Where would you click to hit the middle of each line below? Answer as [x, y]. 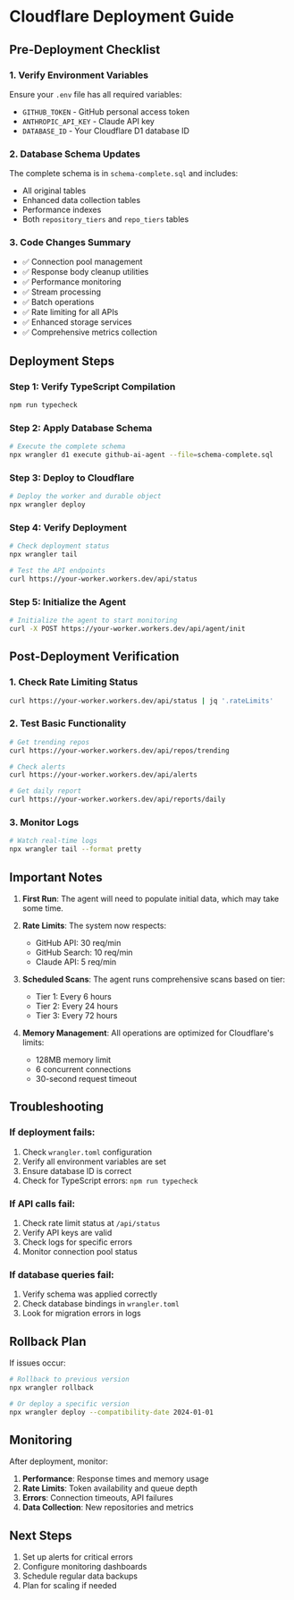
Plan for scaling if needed [69, 1586]
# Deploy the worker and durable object [86, 497]
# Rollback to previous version [69, 1380]
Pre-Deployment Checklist [85, 50]
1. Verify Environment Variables [79, 75]
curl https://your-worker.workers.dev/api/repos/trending [119, 750]
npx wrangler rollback [51, 1387]
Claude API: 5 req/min [76, 962]
